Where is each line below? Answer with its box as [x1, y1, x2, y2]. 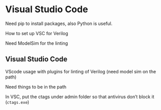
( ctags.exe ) [5, 99, 30, 105]
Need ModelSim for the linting [5, 40, 68, 46]
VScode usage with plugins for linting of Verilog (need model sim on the [5, 68, 156, 74]
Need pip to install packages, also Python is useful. [5, 20, 113, 26]
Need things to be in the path [5, 84, 67, 90]
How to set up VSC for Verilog [5, 30, 69, 36]
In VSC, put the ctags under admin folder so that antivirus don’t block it [5, 93, 154, 100]
